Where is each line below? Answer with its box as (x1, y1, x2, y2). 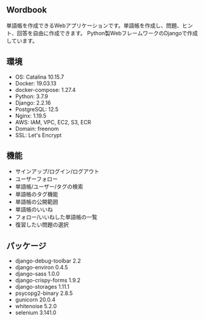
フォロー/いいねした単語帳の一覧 (15, 213, 97, 221)
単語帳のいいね (15, 206, 53, 213)
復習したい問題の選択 (15, 221, 69, 228)
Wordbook (6, 5, 47, 15)
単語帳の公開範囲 (15, 198, 58, 206)
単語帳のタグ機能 (15, 191, 58, 198)
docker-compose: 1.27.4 (15, 86, 76, 93)
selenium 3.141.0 (15, 309, 57, 316)
